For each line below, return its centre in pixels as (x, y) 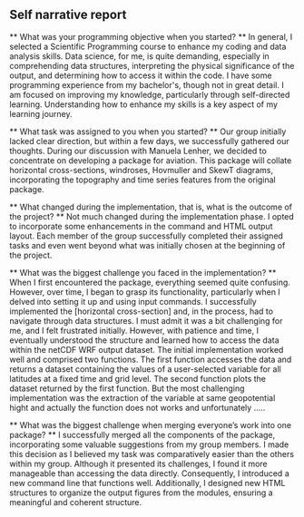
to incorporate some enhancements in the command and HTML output (141, 226)
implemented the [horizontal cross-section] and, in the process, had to (142, 311)
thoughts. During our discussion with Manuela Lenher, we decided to (138, 151)
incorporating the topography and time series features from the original (142, 180)
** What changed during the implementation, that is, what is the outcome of (151, 207)
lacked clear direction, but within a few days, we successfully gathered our (149, 141)
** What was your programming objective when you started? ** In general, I (151, 36)
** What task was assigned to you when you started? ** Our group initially (148, 132)
